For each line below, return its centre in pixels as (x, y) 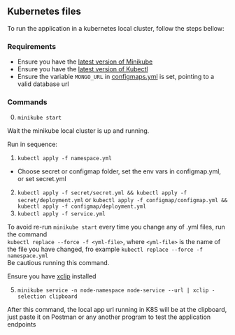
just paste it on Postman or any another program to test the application (109, 317)
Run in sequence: (33, 144)
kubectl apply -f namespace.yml (64, 159)
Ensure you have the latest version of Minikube (85, 62)
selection (32, 297)
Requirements (32, 46)
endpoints (22, 325)
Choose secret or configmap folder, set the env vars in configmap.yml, (119, 171)
